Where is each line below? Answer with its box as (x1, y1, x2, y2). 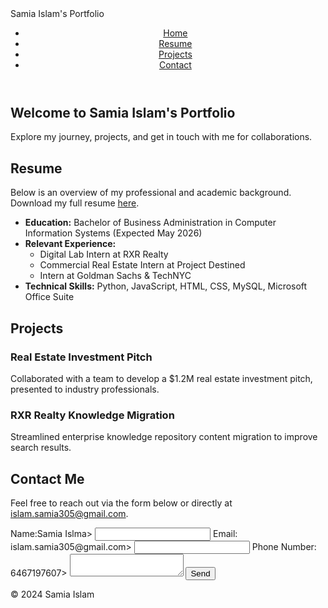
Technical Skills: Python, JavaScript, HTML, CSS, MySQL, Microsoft (24, 280, 308, 292)
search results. (10, 442, 72, 454)
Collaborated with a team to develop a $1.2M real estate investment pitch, (10, 372, 313, 384)
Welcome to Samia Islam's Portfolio (10, 105, 236, 121)
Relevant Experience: (24, 238, 117, 250)
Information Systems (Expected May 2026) (24, 227, 203, 239)
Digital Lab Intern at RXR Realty (39, 248, 169, 261)
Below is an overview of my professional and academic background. (10, 187, 292, 199)
